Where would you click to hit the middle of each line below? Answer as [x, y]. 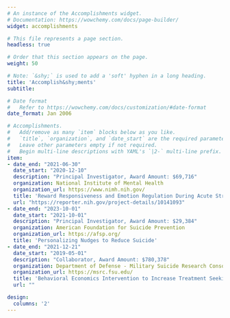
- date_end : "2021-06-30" [44, 164]
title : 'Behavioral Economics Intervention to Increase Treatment [110, 279]
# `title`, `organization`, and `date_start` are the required [102, 139]
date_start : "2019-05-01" [50, 253]
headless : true [29, 45]
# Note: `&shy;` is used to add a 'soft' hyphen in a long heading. [107, 76]
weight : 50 [23, 64]
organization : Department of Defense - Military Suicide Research [110, 266]
